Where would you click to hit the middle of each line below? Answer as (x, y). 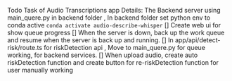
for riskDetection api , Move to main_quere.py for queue (125, 48)
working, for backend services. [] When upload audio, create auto (103, 55)
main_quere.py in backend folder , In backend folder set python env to (109, 18)
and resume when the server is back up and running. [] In (90, 40)
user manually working (40, 70)
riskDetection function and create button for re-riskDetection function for (113, 62)
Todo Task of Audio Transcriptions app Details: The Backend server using (114, 10)
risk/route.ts (25, 48)
